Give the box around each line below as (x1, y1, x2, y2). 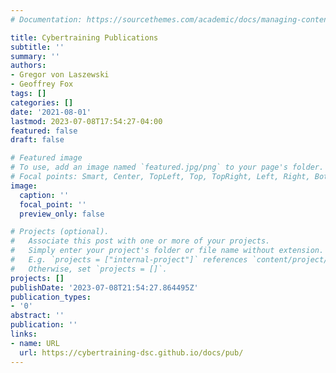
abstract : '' (10, 311, 65, 321)
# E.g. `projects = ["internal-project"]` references (10, 255, 248, 265)
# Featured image (10, 153, 83, 163)
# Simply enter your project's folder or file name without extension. (10, 246, 325, 256)
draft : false (10, 135, 65, 145)
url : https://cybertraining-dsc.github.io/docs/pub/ (19, 347, 244, 358)
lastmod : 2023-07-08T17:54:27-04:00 (10, 116, 163, 126)
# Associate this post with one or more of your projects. (10, 236, 271, 246)
